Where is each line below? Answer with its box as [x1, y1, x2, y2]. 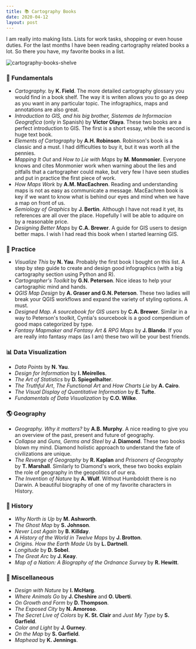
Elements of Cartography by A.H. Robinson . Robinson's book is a [14, 137, 173, 144]
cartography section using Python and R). [14, 271, 115, 278]
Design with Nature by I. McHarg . [14, 587, 95, 594]
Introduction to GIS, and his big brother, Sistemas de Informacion [14, 112, 172, 119]
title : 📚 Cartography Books [6, 8, 77, 15]
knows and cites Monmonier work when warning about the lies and [14, 162, 177, 169]
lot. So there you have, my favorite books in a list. [6, 48, 125, 55]
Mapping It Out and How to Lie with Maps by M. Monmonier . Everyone [14, 156, 186, 163]
